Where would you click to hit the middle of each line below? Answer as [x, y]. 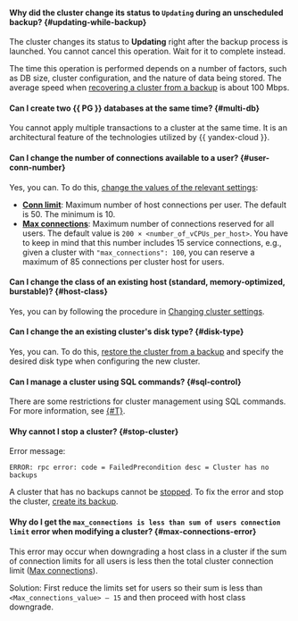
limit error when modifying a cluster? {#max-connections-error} [133, 532]
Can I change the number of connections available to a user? [124, 158]
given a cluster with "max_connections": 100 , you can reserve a [138, 252]
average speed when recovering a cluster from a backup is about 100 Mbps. [149, 88]
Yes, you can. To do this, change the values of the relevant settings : [134, 187]
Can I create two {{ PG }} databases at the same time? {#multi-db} [135, 108]
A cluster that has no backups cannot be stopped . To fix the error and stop [146, 492]
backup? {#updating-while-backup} [78, 21]
